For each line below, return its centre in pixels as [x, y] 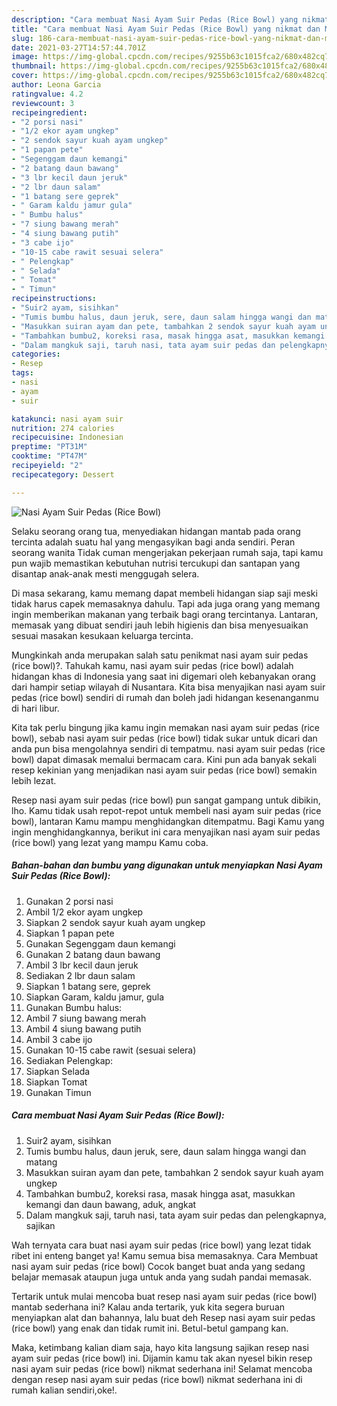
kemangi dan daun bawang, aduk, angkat [111, 1204]
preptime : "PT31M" [49, 447]
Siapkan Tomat [56, 1082]
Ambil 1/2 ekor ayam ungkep [84, 912]
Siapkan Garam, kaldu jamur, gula [95, 997]
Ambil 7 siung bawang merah [86, 1018]
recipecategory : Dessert [63, 474]
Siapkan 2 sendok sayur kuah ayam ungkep [115, 922]
